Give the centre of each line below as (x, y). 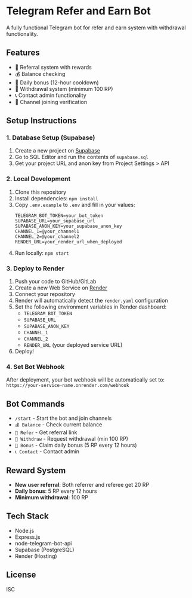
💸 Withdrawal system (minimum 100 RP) (64, 89)
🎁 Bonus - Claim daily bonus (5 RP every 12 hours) (76, 445)
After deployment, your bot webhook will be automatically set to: (86, 380)
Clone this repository (41, 192)
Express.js (27, 537)
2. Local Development (38, 179)
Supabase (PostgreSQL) (44, 550)
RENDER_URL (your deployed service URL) (73, 345)
